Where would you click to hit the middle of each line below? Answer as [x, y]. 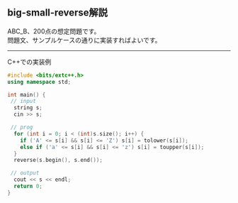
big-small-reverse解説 [58, 13]
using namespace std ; [39, 82]
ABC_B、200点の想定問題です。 [54, 31]
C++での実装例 [29, 62]
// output [25, 173]
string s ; [28, 108]
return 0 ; [28, 187]
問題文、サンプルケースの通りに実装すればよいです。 [84, 40]
